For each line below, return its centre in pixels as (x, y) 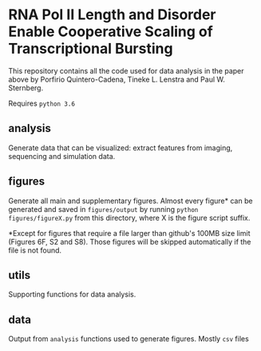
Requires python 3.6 (42, 103)
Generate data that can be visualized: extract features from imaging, (121, 148)
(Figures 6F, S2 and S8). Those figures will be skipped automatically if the (130, 241)
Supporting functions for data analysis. (72, 294)
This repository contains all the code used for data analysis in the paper (127, 70)
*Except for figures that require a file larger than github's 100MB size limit (129, 233)
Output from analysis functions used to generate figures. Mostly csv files (129, 339)
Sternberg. (26, 88)
